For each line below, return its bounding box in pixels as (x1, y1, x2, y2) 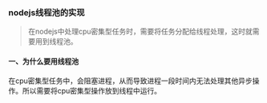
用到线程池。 (34, 37, 78, 46)
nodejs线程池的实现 (8, 6, 86, 18)
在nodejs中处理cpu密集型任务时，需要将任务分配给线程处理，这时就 (27, 26, 253, 37)
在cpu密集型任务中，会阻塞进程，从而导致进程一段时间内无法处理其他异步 (8, 76, 253, 85)
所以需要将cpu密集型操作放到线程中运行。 (22, 85, 162, 95)
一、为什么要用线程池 (8, 56, 79, 65)
